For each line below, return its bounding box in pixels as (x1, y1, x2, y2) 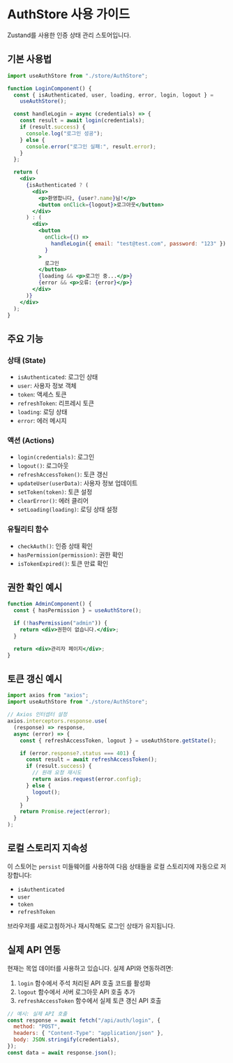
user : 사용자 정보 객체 (17, 382, 77, 390)
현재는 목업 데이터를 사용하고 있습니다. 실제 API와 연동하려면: (7, 964, 173, 972)
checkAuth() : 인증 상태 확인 (17, 541, 93, 550)
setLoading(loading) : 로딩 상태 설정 (17, 505, 118, 514)
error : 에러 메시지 (17, 417, 67, 425)
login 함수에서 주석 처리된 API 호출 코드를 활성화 (17, 978, 151, 987)
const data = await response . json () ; (7, 1049, 117, 1056)
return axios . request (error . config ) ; (32, 776, 142, 783)
